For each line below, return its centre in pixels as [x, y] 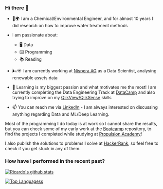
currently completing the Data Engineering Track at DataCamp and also [84, 92]
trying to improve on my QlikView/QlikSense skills [62, 98]
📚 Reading [31, 59]
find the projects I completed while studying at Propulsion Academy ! [73, 134]
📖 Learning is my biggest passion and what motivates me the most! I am [84, 87]
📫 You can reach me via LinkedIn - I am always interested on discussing [85, 107]
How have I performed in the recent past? [55, 161]
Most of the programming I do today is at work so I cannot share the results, [81, 124]
